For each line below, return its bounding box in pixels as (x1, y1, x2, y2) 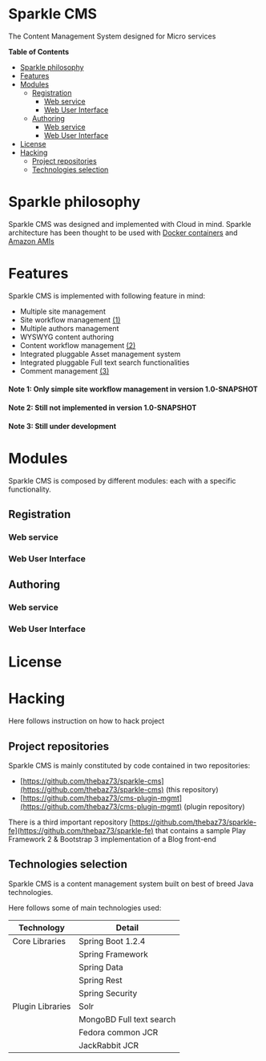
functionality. (8, 484, 52, 494)
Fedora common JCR (79, 1027, 159, 1038)
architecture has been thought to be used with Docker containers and (8, 228, 238, 237)
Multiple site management (19, 306, 106, 316)
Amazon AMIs (8, 236, 54, 245)
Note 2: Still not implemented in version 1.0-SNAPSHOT (8, 403, 197, 412)
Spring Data (79, 962, 124, 973)
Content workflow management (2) (19, 340, 136, 350)
